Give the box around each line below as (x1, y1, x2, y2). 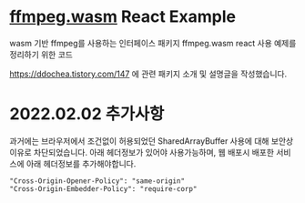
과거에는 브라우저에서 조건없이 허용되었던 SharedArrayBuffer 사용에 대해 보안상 (9, 135, 294, 147)
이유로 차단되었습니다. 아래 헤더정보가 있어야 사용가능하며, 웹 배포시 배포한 (9, 147, 275, 157)
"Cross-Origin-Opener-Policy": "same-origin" (9, 176, 185, 186)
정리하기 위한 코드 (9, 48, 73, 60)
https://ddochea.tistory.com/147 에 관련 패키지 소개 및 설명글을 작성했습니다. (9, 68, 288, 79)
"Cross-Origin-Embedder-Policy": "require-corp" (9, 184, 198, 193)
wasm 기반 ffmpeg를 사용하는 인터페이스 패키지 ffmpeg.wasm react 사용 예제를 (9, 37, 297, 48)
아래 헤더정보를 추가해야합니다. (25, 157, 137, 169)
